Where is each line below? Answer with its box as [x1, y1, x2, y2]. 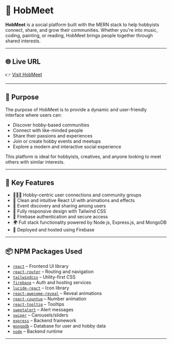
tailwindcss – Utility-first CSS [12, 274, 76, 280]
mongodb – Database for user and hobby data [12, 323, 106, 329]
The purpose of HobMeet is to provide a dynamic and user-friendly [5, 106, 147, 112]
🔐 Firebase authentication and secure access [12, 214, 109, 220]
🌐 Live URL [5, 57, 41, 66]
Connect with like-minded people [12, 127, 83, 133]
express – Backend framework [12, 317, 77, 324]
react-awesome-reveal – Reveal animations [12, 290, 102, 296]
